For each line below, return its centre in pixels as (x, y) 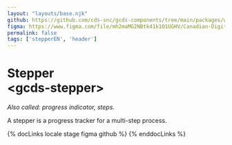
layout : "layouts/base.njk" (48, 13)
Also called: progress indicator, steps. (61, 107)
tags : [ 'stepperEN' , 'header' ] (52, 39)
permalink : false (32, 33)
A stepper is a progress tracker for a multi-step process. (87, 121)
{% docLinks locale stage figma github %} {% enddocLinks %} (97, 134)
